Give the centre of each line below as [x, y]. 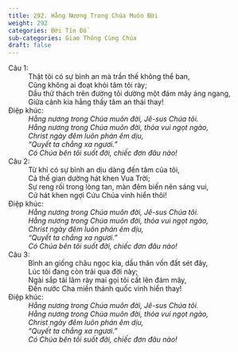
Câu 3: [19, 255]
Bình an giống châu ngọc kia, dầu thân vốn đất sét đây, [118, 263]
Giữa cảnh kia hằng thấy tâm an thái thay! [96, 102]
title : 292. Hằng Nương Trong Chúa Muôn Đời [83, 16]
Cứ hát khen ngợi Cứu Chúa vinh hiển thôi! [98, 196]
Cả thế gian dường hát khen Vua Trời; [89, 178]
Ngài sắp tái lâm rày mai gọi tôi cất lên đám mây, [107, 280]
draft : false [30, 45]
